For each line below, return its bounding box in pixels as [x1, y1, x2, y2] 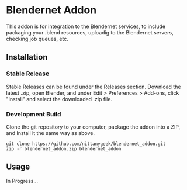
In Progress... [6, 177, 39, 184]
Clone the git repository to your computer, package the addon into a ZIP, [6, 123, 181, 130]
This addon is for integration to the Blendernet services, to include [6, 23, 165, 30]
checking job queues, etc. [6, 35, 69, 42]
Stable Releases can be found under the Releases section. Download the [6, 83, 181, 90]
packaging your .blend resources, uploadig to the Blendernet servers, [6, 29, 174, 36]
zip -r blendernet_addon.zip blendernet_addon [6, 146, 122, 152]
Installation [6, 52, 48, 62]
